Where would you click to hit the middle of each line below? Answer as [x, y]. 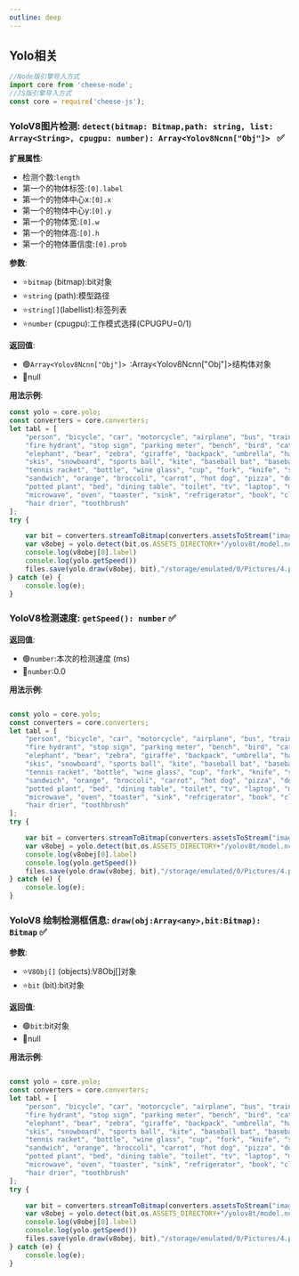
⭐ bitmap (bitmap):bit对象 [67, 282]
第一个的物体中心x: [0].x [67, 199]
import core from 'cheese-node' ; [71, 85]
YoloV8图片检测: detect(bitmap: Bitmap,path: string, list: [141, 126]
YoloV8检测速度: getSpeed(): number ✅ [93, 618]
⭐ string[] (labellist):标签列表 [74, 310]
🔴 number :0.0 [44, 671]
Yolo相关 [33, 56]
